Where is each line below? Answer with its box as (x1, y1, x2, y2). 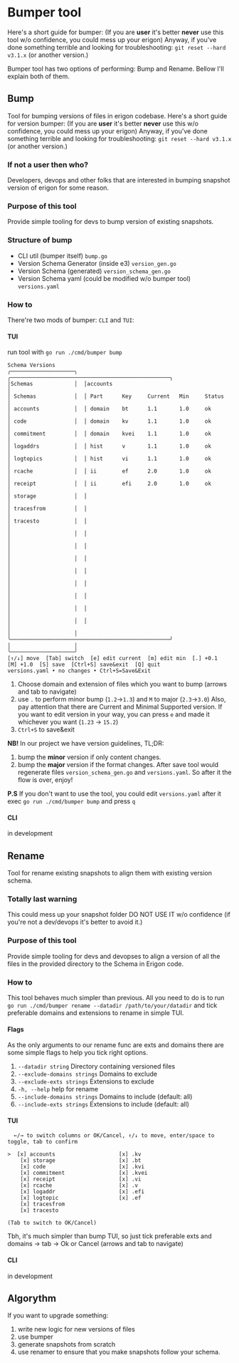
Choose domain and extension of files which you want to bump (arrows (17, 680, 228, 689)
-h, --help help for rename (17, 1085, 98, 1094)
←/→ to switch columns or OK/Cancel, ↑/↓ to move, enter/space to (14, 1132, 215, 1139)
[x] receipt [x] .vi (20, 1176, 142, 1183)
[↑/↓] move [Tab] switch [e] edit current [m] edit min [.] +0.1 (7, 655, 218, 662)
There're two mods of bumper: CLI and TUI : (7, 315, 134, 324)
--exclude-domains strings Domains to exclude (17, 1070, 158, 1079)
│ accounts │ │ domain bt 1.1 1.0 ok (7, 406, 212, 413)
